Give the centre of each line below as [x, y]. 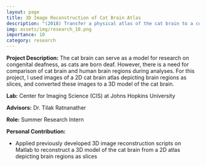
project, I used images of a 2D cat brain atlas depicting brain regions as [97, 77]
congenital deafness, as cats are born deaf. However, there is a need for [97, 64]
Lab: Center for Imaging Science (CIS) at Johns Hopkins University [91, 96]
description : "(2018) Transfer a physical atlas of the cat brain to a [100, 23]
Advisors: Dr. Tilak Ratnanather [46, 108]
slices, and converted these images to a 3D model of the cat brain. [90, 84]
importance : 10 [26, 35]
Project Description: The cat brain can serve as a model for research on [98, 58]
